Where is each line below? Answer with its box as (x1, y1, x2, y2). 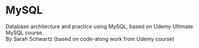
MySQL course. (5, 29, 44, 36)
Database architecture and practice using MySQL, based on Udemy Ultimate (5, 23, 194, 30)
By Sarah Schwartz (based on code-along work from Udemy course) (5, 35, 175, 42)
